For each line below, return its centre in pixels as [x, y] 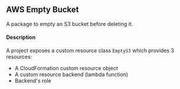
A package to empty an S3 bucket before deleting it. [70, 24]
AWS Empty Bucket [42, 10]
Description [21, 37]
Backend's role [33, 81]
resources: [19, 57]
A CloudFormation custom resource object [66, 68]
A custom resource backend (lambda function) [71, 75]
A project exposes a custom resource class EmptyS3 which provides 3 [90, 51]
